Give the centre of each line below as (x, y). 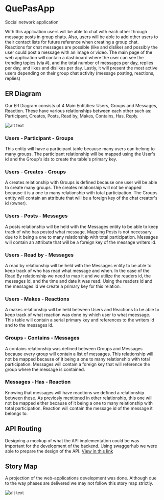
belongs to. (16, 413)
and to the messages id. (29, 325)
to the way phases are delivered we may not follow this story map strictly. (79, 483)
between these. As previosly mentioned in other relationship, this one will (79, 398)
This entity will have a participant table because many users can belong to (80, 149)
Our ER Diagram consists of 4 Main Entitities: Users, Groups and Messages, (81, 105)
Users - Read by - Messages (39, 255)
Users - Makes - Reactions (37, 299)
